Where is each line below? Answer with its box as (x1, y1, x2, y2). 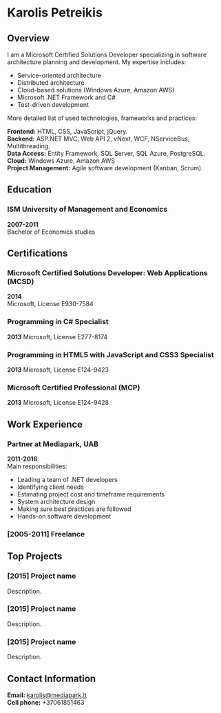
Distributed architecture (17, 79, 85, 87)
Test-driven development (17, 101, 90, 108)
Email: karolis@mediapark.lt (7, 691, 87, 699)
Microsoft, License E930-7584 (7, 300, 94, 308)
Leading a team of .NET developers (17, 475, 118, 483)
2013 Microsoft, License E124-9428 (7, 399, 109, 407)
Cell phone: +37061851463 (7, 698, 85, 706)
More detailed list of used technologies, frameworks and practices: (7, 114, 198, 122)
